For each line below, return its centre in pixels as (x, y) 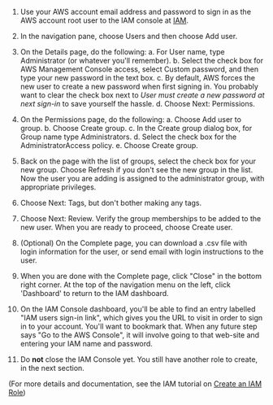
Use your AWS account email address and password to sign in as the (136, 12)
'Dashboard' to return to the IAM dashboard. (94, 293)
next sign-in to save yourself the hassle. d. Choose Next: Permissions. (138, 104)
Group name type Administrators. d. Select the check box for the (128, 137)
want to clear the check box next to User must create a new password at (143, 95)
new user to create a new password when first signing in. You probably (139, 86)
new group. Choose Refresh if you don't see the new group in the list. (136, 170)
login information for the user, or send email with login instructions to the (142, 252)
